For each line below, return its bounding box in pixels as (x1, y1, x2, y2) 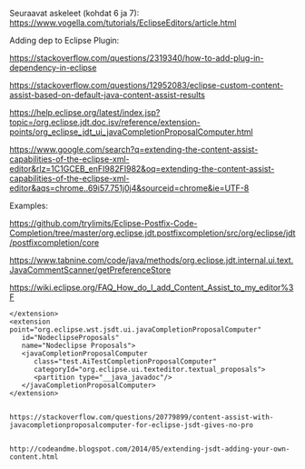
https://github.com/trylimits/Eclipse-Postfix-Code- (9, 218, 198, 228)
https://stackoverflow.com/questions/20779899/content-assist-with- (9, 413, 274, 422)
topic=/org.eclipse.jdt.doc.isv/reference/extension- (9, 117, 202, 127)
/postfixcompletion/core (9, 237, 100, 248)
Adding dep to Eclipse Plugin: (9, 35, 120, 45)
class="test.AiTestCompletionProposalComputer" (33, 357, 218, 366)
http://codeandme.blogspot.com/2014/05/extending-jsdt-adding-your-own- (9, 444, 290, 454)
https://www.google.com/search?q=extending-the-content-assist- (9, 145, 259, 155)
